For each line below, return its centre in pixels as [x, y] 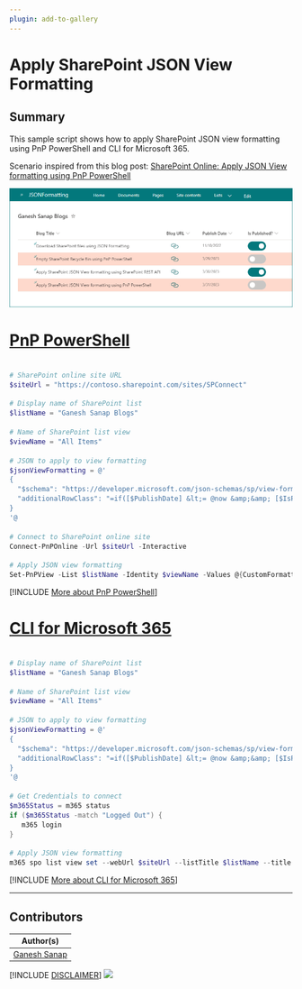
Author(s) [40, 941]
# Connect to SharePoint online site [80, 536]
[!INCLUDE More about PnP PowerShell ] [84, 592]
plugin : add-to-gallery [54, 19]
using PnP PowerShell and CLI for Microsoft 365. [100, 148]
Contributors [46, 916]
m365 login [42, 825]
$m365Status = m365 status [60, 806]
